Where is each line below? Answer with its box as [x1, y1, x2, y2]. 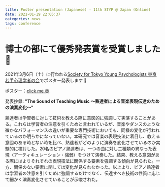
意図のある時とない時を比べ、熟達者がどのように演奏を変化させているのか [5, 140, 156, 146]
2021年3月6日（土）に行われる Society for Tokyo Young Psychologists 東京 [5, 71, 157, 77]
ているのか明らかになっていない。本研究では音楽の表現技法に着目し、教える [5, 133, 160, 139]
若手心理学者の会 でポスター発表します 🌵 [5, 77, 87, 84]
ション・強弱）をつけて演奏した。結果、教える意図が [47, 152, 156, 158]
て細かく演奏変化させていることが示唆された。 [5, 177, 100, 183]
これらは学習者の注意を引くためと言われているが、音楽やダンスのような [13, 121, 160, 127]
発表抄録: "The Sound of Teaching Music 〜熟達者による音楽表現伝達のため [5, 98, 160, 104]
